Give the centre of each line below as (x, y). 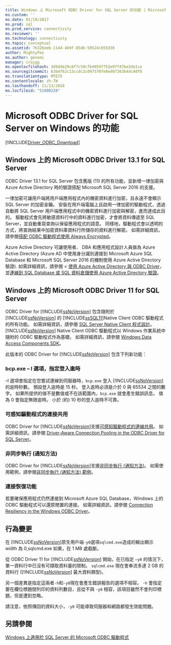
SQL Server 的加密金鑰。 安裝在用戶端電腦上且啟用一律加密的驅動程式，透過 (85, 205)
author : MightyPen (25, 52)
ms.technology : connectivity (36, 39)
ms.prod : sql (19, 24)
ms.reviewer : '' (22, 34)
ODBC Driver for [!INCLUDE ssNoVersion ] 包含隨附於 (60, 312)
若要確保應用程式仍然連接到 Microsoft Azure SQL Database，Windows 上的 (84, 499)
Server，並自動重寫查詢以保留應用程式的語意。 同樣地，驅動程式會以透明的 (84, 224)
